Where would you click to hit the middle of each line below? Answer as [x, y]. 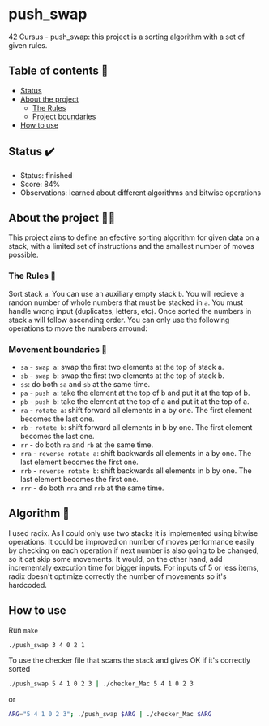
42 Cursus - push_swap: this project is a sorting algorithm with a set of [127, 37]
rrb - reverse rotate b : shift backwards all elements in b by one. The [136, 470]
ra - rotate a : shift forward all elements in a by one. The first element [136, 410]
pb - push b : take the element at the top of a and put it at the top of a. [134, 401]
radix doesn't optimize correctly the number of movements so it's [117, 576]
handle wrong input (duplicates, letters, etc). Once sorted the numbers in [130, 311]
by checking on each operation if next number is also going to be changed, [134, 550]
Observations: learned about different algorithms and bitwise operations [141, 193]
